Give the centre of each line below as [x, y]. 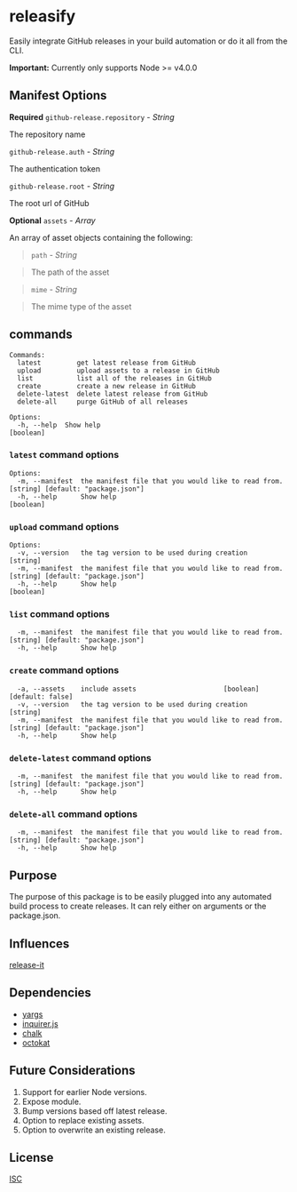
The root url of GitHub [50, 203]
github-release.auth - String [62, 151]
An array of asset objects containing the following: [101, 237]
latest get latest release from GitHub [107, 363]
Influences [39, 944]
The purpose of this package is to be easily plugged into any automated [141, 897]
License [31, 1157]
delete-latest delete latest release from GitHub [113, 394]
